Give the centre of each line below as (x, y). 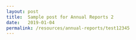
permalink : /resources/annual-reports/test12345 (68, 28)
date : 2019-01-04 (31, 22)
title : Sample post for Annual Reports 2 (60, 17)
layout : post (22, 11)
